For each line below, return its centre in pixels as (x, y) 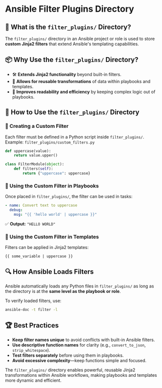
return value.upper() (36, 155)
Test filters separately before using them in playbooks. (68, 355)
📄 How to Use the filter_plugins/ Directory (72, 112)
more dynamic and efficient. (33, 380)
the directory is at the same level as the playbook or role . (63, 291)
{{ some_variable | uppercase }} (39, 256)
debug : (16, 210)
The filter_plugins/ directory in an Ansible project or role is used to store (80, 39)
